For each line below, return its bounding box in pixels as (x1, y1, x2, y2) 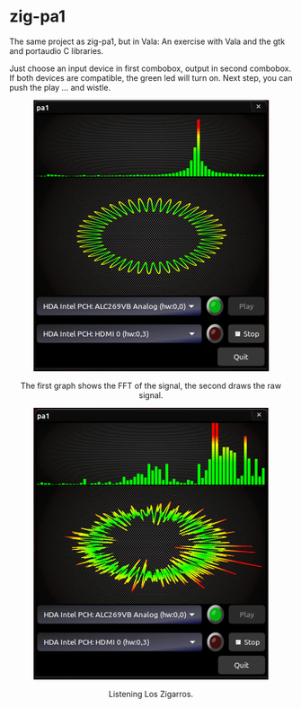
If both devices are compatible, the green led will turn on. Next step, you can (9, 72, 293, 83)
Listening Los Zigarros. (108, 688, 194, 699)
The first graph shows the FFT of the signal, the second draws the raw (21, 380, 281, 391)
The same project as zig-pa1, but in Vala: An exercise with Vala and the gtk (9, 36, 286, 47)
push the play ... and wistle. (9, 82, 111, 93)
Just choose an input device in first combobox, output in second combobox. (9, 63, 292, 74)
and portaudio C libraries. (9, 45, 104, 56)
